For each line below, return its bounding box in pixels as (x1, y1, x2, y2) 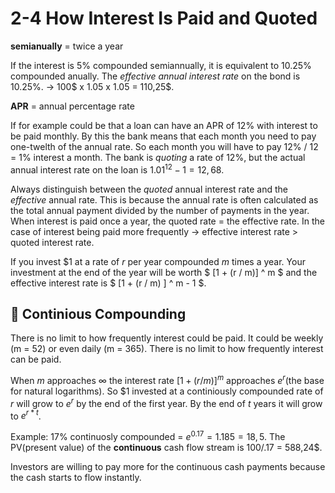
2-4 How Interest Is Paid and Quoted (10, 7, 318, 30)
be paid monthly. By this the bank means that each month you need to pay (10, 130, 317, 142)
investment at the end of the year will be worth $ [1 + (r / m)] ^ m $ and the (10, 266, 318, 278)
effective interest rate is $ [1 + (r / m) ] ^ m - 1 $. (10, 277, 207, 289)
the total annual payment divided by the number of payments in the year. (10, 204, 310, 216)
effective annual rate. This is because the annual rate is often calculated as (10, 193, 319, 206)
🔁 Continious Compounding (10, 305, 187, 322)
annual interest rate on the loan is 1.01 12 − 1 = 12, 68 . (10, 162, 225, 176)
